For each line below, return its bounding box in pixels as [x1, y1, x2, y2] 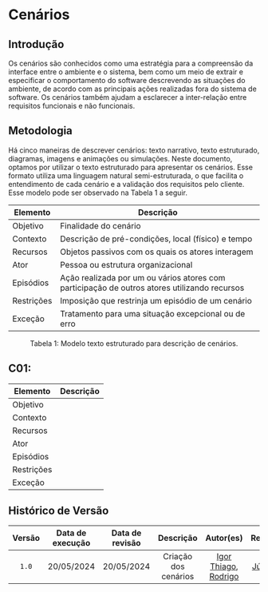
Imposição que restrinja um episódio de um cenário [59, 295, 253, 306]
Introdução [8, 38, 65, 51]
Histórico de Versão [8, 504, 109, 518]
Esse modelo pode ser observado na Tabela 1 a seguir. [8, 188, 187, 197]
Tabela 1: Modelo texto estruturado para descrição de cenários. [30, 338, 238, 348]
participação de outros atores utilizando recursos [59, 282, 245, 293]
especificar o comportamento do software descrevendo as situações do [8, 76, 246, 85]
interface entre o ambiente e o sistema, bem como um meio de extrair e [8, 67, 243, 77]
